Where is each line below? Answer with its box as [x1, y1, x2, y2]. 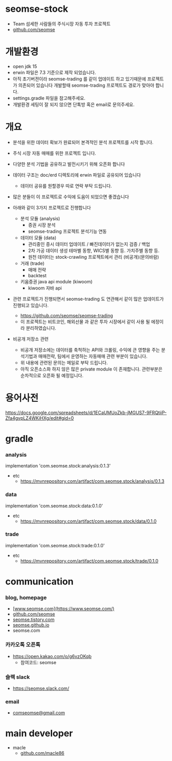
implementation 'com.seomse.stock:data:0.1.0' [5, 503, 103, 509]
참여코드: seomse [20, 659, 56, 665]
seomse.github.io [12, 622, 50, 628]
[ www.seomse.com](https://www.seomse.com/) [12, 606, 115, 612]
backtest [28, 272, 47, 278]
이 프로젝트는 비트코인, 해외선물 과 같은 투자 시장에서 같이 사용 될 [20, 318, 150, 324]
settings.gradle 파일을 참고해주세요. [12, 95, 85, 101]
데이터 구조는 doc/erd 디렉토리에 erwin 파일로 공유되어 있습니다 [12, 172, 141, 178]
